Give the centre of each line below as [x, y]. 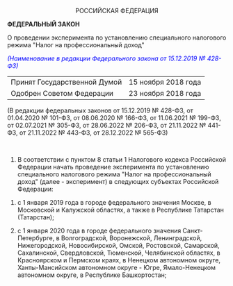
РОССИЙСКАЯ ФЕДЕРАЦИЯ [117, 11]
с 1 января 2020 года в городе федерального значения [99, 230]
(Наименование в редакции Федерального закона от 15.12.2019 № [106, 58]
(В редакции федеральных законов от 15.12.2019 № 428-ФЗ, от [100, 110]
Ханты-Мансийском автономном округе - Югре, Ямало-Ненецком [116, 268]
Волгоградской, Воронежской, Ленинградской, [131, 238]
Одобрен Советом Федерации [62, 93]
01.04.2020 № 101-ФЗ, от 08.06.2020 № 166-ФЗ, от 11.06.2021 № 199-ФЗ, [114, 118]
